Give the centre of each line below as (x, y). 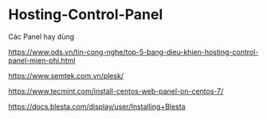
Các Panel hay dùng (41, 36)
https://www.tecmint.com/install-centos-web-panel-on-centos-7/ (116, 91)
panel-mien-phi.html (42, 60)
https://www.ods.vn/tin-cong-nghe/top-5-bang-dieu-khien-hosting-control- (133, 52)
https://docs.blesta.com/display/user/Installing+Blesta (97, 106)
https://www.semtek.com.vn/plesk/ (66, 75)
